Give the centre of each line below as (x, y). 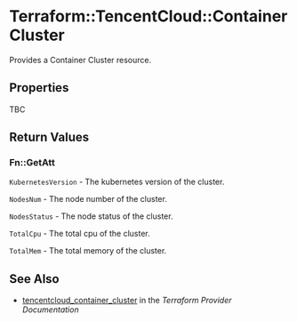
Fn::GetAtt (32, 163)
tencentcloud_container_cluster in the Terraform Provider (127, 301)
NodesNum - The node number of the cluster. (88, 199)
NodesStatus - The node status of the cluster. (91, 216)
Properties (39, 88)
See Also (34, 279)
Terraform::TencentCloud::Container (148, 16)
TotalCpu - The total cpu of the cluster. (80, 234)
